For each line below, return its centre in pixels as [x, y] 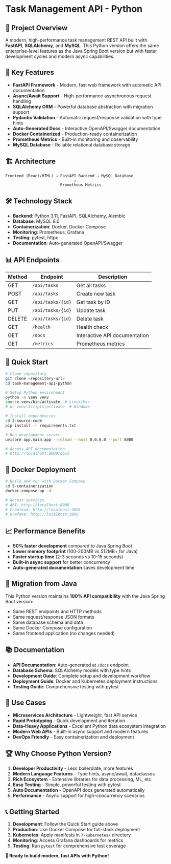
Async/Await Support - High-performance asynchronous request [82, 96]
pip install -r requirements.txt [41, 426]
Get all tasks [91, 286]
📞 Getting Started [32, 812]
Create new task [96, 294]
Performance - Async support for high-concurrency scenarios [79, 796]
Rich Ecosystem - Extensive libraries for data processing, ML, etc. [82, 779]
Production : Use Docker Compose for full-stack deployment [76, 830]
